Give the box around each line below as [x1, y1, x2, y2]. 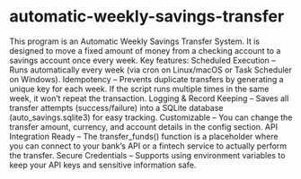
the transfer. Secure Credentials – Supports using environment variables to [9, 149, 286, 160]
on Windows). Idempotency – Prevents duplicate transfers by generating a [9, 73, 285, 84]
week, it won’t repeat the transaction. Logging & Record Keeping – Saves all [9, 92, 289, 104]
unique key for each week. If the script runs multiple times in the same [9, 83, 270, 94]
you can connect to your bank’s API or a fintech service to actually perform [9, 141, 288, 151]
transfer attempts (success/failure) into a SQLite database [9, 102, 224, 113]
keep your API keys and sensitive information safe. [9, 159, 197, 170]
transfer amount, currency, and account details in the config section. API [9, 121, 279, 132]
